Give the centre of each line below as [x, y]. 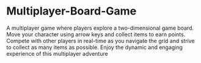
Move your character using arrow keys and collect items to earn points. [96, 34]
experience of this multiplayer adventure [57, 53]
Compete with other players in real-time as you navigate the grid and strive [100, 41]
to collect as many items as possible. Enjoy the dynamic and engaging [95, 47]
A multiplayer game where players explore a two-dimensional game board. [100, 28]
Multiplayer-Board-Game [71, 11]
